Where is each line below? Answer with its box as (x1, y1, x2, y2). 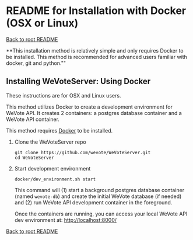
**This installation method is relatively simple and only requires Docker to (6, 47, 184, 54)
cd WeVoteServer (14, 155, 54, 161)
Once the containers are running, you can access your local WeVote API (14, 210, 188, 217)
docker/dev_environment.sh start (14, 176, 96, 182)
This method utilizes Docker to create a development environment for (6, 103, 173, 110)
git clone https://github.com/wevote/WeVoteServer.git (14, 149, 151, 155)
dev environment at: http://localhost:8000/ (14, 216, 117, 223)
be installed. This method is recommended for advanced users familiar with (6, 53, 188, 60)
